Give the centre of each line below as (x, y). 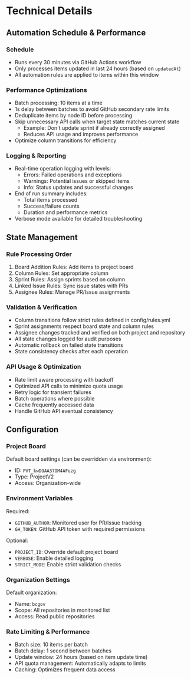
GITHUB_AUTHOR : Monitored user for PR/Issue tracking (78, 523)
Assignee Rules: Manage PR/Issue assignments (72, 292)
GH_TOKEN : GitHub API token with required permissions (80, 529)
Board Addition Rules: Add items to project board (74, 267)
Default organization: (32, 593)
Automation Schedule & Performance (76, 33)
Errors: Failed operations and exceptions (73, 175)
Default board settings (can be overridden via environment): (79, 459)
